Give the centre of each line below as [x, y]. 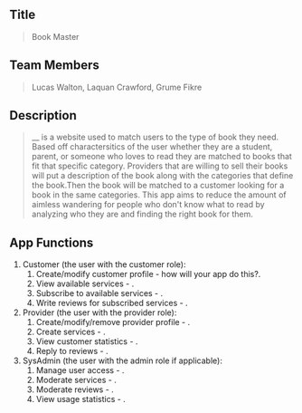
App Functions [52, 242]
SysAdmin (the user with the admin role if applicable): [123, 360]
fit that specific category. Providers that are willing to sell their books [160, 166]
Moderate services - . [76, 380]
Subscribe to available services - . [99, 293]
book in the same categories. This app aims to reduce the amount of [159, 195]
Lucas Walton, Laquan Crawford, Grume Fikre [117, 87]
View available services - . [85, 283]
